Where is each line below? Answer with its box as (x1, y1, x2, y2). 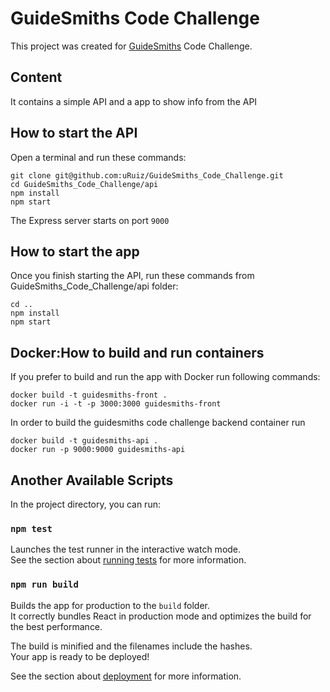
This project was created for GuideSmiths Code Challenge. (10, 40, 253, 52)
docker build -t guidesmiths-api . (10, 436, 159, 446)
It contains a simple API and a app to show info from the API (10, 95, 258, 107)
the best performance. (10, 620, 103, 632)
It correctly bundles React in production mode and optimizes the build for (10, 610, 312, 622)
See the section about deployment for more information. (10, 670, 242, 682)
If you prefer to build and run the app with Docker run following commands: (10, 371, 321, 383)
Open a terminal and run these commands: (10, 151, 187, 163)
